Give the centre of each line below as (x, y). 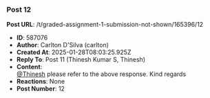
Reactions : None (41, 82)
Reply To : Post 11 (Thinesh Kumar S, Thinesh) (81, 60)
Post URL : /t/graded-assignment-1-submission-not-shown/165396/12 (105, 25)
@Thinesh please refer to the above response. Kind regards (101, 74)
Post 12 (19, 10)
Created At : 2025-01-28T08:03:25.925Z (74, 52)
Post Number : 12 (40, 89)
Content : (29, 67)
